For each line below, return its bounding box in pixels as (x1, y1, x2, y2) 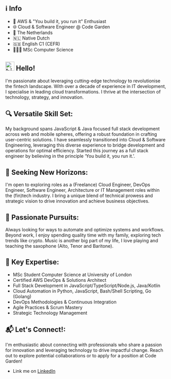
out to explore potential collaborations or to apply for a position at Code (5, 352, 157, 358)
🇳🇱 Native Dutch (12, 35, 50, 41)
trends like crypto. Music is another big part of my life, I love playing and (5, 238, 158, 244)
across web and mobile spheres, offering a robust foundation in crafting (5, 131, 158, 137)
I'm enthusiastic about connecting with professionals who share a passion (5, 341, 162, 348)
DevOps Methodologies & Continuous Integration (12, 299, 117, 305)
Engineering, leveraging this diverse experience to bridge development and (5, 142, 165, 148)
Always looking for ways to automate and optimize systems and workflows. (5, 227, 165, 233)
